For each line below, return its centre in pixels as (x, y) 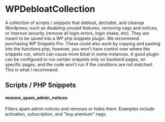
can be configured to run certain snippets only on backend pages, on (75, 59)
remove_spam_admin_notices (36, 97)
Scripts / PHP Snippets (41, 85)
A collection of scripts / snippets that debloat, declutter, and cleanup (75, 23)
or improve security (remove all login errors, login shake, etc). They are (77, 33)
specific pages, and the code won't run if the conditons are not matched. (79, 64)
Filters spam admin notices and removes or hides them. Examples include (80, 109)
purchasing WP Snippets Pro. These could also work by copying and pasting (83, 43)
